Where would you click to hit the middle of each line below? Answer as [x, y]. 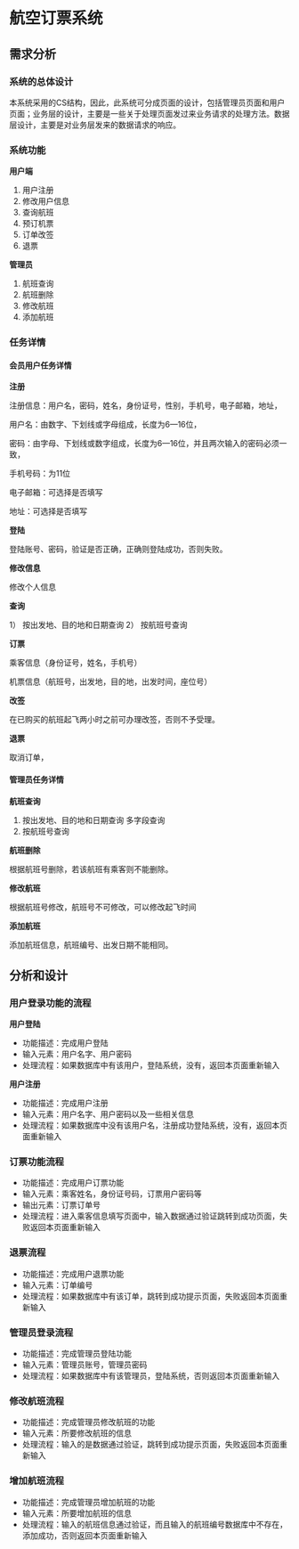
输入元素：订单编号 [57, 1284]
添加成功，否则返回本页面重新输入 [85, 1535]
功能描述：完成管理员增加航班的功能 [89, 1502]
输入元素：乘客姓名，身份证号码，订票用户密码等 [112, 1194]
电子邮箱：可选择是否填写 [56, 493]
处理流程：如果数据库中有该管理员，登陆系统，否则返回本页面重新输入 [151, 1376]
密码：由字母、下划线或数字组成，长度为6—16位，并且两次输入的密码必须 [145, 444]
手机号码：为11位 [40, 474]
